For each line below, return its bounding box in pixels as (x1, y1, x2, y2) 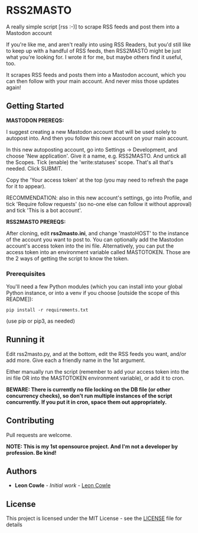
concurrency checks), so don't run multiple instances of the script (6, 392, 173, 399)
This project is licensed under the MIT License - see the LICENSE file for (6, 515, 182, 522)
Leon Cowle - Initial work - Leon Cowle (14, 482, 111, 489)
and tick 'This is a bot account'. (6, 207, 82, 214)
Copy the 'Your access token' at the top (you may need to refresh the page (6, 176, 189, 184)
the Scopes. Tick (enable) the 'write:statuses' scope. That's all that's (6, 158, 173, 166)
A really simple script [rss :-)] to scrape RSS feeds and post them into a (6, 23, 180, 30)
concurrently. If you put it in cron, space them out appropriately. (6, 398, 167, 406)
